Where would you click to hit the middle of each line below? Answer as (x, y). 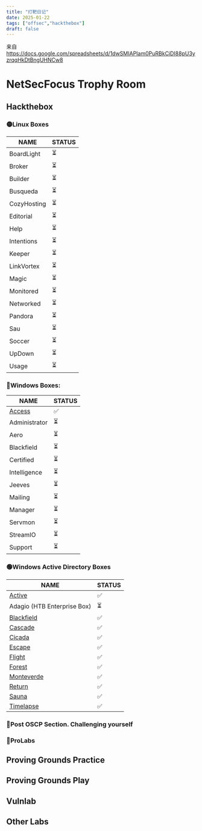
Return (19, 686)
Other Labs (28, 822)
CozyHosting (28, 203)
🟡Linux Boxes (28, 124)
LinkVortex (25, 266)
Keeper (20, 254)
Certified (22, 459)
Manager (22, 510)
